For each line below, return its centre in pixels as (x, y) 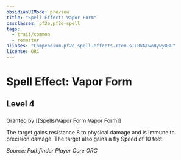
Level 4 (20, 104)
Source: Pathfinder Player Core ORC (52, 151)
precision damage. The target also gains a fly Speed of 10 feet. (85, 139)
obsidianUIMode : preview (38, 12)
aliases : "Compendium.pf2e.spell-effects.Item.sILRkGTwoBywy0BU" (91, 46)
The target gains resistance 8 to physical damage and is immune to (90, 133)
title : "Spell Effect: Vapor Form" (51, 18)
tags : (13, 29)
